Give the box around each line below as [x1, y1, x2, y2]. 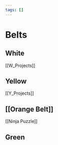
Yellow [5, 77, 27, 86]
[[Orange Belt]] [5, 105, 54, 113]
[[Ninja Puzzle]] [5, 118, 38, 124]
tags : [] [5, 7, 24, 13]
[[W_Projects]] [5, 62, 35, 68]
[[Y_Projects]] [5, 90, 34, 96]
